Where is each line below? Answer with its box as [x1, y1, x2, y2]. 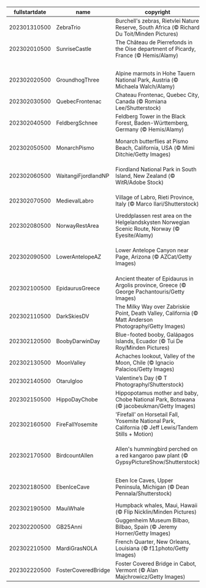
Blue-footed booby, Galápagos [115, 331, 194, 338]
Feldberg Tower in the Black [115, 113, 186, 120]
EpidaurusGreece [56, 285, 100, 292]
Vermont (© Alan [115, 566, 158, 574]
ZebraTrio [56, 23, 81, 31]
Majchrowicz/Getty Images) [115, 573, 186, 580]
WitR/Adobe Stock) [115, 179, 164, 186]
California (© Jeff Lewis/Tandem [115, 424, 198, 431]
